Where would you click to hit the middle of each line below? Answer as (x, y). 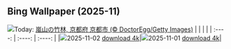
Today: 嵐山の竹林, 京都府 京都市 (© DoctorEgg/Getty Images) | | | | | (113, 29)
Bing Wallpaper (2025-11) (64, 12)
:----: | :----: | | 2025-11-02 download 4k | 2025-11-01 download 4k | (119, 38)
